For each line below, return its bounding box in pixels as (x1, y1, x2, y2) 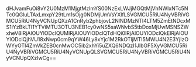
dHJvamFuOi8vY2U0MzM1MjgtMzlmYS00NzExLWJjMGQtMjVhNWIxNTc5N (6, 5, 188, 12)
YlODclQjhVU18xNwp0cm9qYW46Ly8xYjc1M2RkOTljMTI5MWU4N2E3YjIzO (6, 36, 189, 43)
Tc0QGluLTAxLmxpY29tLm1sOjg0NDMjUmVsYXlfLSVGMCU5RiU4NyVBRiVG (6, 11, 190, 18)
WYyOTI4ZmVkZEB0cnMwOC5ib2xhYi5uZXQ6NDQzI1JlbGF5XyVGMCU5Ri (6, 42, 187, 49)
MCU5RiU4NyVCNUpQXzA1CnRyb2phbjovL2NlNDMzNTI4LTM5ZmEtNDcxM (6, 17, 191, 24)
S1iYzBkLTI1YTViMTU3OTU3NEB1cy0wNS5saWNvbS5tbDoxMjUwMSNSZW (6, 23, 189, 30)
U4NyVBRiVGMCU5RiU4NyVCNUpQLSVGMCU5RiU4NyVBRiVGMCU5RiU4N (6, 48, 191, 55)
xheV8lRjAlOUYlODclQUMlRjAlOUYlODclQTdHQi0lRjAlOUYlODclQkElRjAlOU (6, 30, 188, 37)
